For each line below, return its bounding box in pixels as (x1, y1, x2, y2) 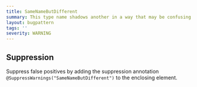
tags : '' (6, 25, 28, 31)
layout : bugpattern (6, 19, 54, 25)
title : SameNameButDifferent (6, 8, 78, 15)
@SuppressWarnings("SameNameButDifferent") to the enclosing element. (6, 74, 178, 81)
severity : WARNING (6, 31, 51, 36)
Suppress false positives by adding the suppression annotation (6, 68, 159, 75)
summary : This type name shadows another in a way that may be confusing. (6, 14, 194, 20)
